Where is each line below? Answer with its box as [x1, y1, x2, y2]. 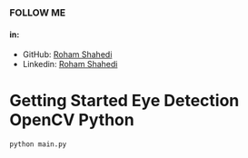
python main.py [9, 140, 67, 149]
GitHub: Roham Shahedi [22, 49, 113, 60]
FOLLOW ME [9, 6, 66, 19]
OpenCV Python [9, 110, 134, 131]
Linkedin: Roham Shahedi [22, 59, 118, 70]
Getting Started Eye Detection [9, 91, 240, 111]
